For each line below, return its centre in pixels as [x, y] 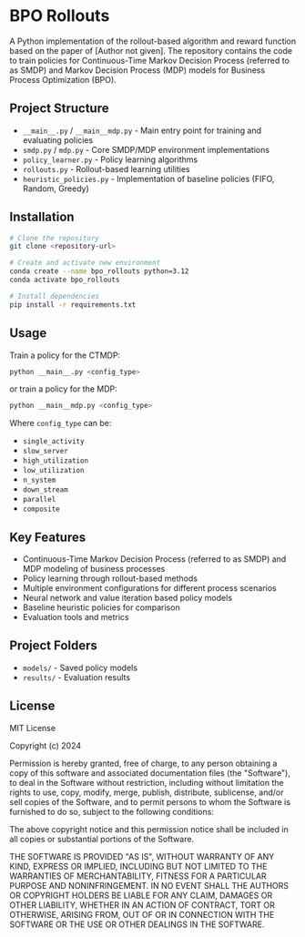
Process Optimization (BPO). [63, 79]
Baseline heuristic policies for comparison [101, 607]
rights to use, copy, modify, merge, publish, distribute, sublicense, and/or [147, 792]
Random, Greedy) [56, 188]
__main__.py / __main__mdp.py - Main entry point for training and [142, 130]
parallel [39, 500]
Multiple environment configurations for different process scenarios [149, 588]
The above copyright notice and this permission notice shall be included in [149, 829]
